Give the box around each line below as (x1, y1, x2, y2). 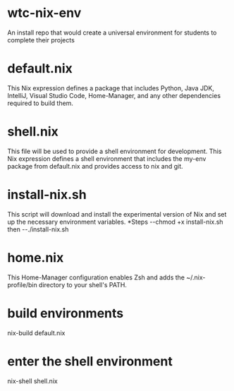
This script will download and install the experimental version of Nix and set (7, 210, 227, 218)
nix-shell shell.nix (7, 376, 58, 385)
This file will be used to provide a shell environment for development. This (7, 147, 222, 155)
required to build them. (7, 99, 74, 107)
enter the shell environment (7, 353, 173, 369)
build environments (7, 305, 124, 321)
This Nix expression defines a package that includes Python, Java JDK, (7, 83, 215, 92)
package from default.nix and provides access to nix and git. (7, 162, 183, 170)
